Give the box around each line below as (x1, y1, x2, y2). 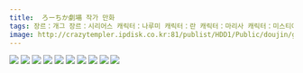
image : (9, 30, 34, 39)
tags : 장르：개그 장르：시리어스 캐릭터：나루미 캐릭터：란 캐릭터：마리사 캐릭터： (9, 22, 273, 31)
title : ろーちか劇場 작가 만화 (9, 13, 115, 23)
